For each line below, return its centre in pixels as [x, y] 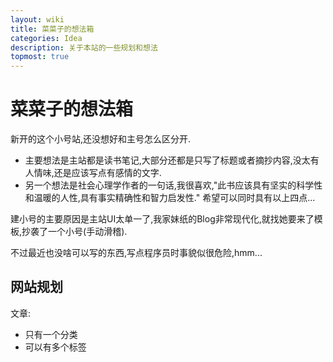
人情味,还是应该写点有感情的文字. [93, 173]
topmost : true [40, 57]
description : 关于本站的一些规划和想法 [84, 47]
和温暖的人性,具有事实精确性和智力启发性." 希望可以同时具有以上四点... [170, 198]
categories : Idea [46, 38]
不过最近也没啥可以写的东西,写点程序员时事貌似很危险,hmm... [136, 253]
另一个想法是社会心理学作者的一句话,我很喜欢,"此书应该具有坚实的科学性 [173, 185]
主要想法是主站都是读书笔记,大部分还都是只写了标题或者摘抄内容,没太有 [172, 160]
